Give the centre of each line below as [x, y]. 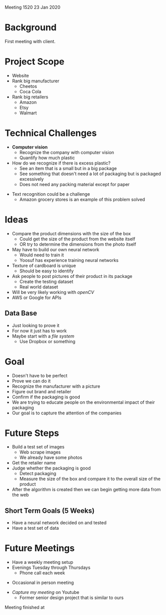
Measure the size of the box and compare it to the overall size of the [90, 479]
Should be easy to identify [46, 271]
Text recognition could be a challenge [51, 194]
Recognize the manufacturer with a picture [56, 386]
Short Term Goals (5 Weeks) [50, 510]
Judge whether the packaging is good [51, 468]
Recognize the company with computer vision [67, 152]
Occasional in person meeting [43, 583]
